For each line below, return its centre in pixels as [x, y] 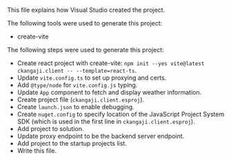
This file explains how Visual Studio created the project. [86, 10]
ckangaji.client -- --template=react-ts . [77, 70]
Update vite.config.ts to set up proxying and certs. [92, 78]
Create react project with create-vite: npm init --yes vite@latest [111, 63]
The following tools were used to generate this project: [85, 23]
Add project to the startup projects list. [72, 143]
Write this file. [37, 151]
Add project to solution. [50, 129]
